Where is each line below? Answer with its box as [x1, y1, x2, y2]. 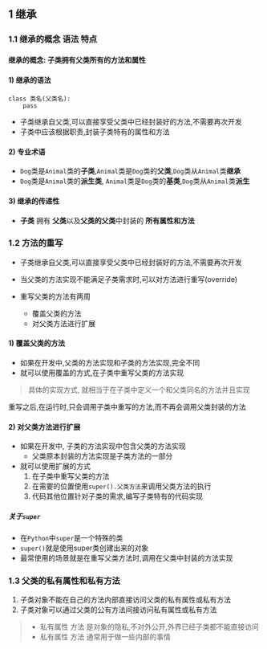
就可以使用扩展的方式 [19, 461, 91, 471]
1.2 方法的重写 [8, 238, 63, 249]
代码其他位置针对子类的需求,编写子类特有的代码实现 [31, 492, 203, 501]
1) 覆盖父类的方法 [8, 338, 66, 348]
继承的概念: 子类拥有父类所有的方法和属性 [8, 55, 146, 64]
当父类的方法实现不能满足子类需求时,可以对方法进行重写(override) [19, 274, 238, 284]
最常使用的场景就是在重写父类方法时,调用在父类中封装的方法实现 [19, 553, 233, 563]
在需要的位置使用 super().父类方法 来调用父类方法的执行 [31, 481, 212, 492]
